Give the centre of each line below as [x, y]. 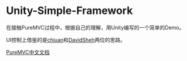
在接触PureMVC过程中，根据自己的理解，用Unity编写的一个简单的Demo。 [95, 27]
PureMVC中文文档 [28, 52]
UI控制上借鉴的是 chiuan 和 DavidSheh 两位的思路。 [66, 40]
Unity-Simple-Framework [69, 11]
